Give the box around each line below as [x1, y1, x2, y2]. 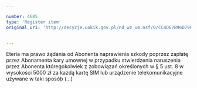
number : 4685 [6, 13, 38, 19]
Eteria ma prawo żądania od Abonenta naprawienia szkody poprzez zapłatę [6, 51, 189, 58]
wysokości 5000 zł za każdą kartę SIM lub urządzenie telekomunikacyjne [6, 69, 183, 76]
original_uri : [6, 24, 41, 30]
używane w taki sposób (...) [6, 75, 73, 82]
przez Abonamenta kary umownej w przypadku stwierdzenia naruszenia [6, 57, 181, 64]
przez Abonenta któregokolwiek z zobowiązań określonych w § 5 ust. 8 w [6, 63, 184, 70]
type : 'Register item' [6, 19, 62, 25]
